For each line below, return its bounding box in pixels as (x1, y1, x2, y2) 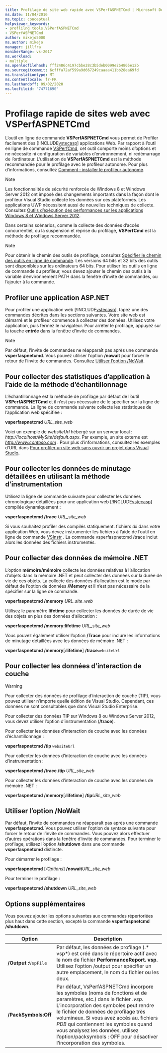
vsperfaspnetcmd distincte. (5, 847, 63, 853)
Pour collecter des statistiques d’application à (5, 372, 151, 381)
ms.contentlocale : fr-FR (5, 77, 57, 82)
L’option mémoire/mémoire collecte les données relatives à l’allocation (5, 567, 151, 573)
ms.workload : (5, 53, 32, 59)
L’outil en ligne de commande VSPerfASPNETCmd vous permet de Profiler (5, 135, 159, 141)
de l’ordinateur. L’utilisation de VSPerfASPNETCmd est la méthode (5, 156, 142, 162)
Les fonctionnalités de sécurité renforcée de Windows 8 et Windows (5, 186, 146, 192)
